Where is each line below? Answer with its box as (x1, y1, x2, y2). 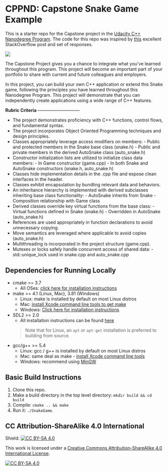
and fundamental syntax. (12, 122, 65, 128)
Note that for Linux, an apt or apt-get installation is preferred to (25, 327, 157, 333)
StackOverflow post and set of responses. (5, 41, 93, 47)
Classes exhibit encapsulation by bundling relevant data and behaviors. (12, 181, 161, 187)
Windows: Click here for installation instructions (20, 306, 120, 312)
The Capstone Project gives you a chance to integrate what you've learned (5, 60, 161, 66)
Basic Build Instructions (5, 373, 82, 382)
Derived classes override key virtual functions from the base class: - (12, 203, 155, 209)
